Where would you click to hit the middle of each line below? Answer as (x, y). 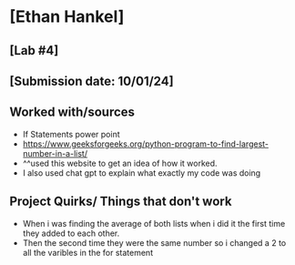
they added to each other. (71, 233)
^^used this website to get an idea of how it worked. (120, 163)
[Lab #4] (34, 51)
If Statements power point (71, 134)
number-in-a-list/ (55, 153)
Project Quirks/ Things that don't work (121, 202)
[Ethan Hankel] (67, 17)
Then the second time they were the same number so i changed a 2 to (154, 242)
